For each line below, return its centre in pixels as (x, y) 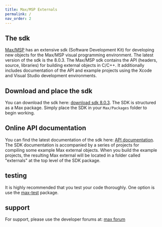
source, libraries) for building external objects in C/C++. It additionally (75, 65)
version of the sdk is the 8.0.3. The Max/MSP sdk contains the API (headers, (81, 60)
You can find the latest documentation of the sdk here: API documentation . (80, 140)
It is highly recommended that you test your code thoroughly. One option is (80, 187)
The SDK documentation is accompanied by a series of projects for (72, 145)
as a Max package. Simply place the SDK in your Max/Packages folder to (76, 108)
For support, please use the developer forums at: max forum (65, 219)
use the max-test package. (32, 193)
